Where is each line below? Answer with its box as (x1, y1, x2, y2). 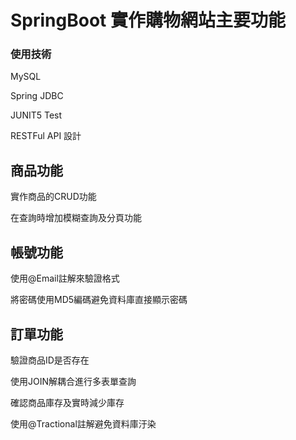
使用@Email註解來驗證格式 (10, 272, 120, 285)
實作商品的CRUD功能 (10, 191, 97, 203)
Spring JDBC (10, 90, 64, 102)
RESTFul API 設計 (10, 130, 82, 142)
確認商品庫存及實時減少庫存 (10, 396, 125, 408)
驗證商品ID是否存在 (10, 354, 90, 366)
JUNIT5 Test (10, 109, 63, 121)
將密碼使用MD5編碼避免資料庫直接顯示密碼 (10, 294, 188, 306)
